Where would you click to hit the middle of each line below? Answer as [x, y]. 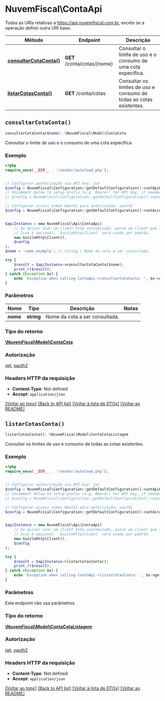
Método [34, 40]
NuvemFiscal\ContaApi [54, 9]
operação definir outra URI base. [38, 28]
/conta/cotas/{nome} [89, 64]
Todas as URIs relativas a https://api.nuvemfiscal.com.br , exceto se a [75, 23]
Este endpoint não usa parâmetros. [41, 603]
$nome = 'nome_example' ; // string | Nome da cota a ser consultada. [78, 251]
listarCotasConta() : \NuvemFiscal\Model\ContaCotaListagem [67, 435]
